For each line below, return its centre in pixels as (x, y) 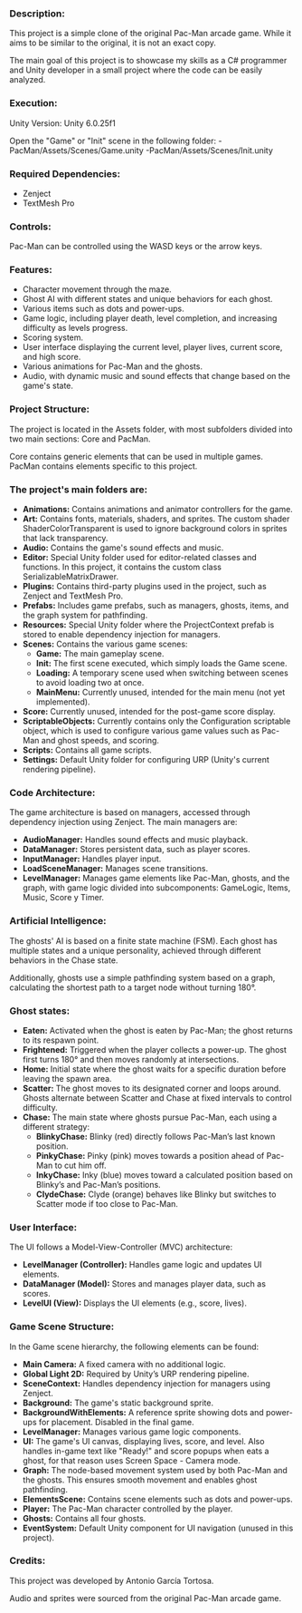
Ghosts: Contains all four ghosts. (84, 1518)
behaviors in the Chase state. (64, 960)
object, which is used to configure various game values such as (141, 731)
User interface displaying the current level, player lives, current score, (152, 347)
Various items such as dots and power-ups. (103, 309)
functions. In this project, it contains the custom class (122, 567)
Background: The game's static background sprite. (118, 1403)
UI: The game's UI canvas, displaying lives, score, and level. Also (143, 1441)
